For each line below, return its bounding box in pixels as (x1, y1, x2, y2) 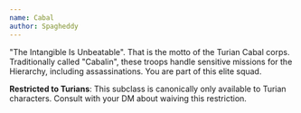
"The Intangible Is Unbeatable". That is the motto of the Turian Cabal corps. (9, 46, 290, 57)
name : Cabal (9, 13, 54, 23)
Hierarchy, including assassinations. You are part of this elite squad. (9, 65, 262, 77)
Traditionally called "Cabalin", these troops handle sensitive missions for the (9, 56, 293, 67)
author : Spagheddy (9, 22, 79, 31)
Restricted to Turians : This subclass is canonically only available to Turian (9, 83, 287, 94)
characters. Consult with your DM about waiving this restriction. (9, 92, 247, 104)
